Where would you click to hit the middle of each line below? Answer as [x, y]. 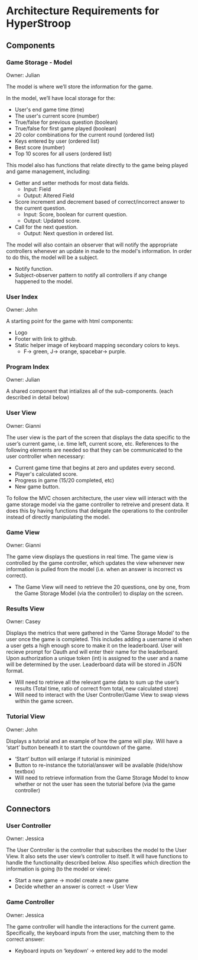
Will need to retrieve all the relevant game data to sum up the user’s [97, 682]
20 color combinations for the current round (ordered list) [85, 135]
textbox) [25, 771]
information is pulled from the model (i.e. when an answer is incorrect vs [94, 569]
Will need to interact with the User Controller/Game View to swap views [102, 695]
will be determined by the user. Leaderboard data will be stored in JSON [94, 664]
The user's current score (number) [57, 116]
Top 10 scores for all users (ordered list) [63, 153]
